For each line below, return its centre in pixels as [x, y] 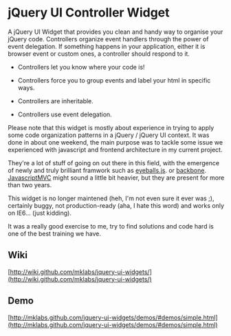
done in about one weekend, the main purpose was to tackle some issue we [115, 142]
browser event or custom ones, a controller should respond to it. [99, 54]
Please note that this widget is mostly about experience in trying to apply [111, 127]
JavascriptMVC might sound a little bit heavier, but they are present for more [116, 178]
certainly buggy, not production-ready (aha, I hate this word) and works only [116, 205]
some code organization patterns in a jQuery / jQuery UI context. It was [109, 135]
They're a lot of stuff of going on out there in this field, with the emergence [113, 162]
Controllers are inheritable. [55, 101]
